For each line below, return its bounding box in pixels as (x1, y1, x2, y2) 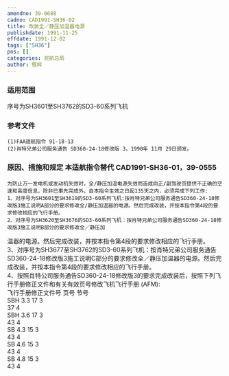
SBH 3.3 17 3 (7, 296, 43, 305)
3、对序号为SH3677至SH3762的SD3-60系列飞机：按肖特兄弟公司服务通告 (7, 245, 217, 254)
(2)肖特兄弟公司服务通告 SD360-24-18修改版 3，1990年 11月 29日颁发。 (7, 146, 193, 153)
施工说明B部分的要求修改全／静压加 (20, 224, 106, 231)
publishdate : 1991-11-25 (7, 29, 78, 36)
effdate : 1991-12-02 (7, 36, 67, 43)
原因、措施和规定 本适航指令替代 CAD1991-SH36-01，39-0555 (7, 163, 217, 173)
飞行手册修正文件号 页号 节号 (7, 288, 89, 296)
